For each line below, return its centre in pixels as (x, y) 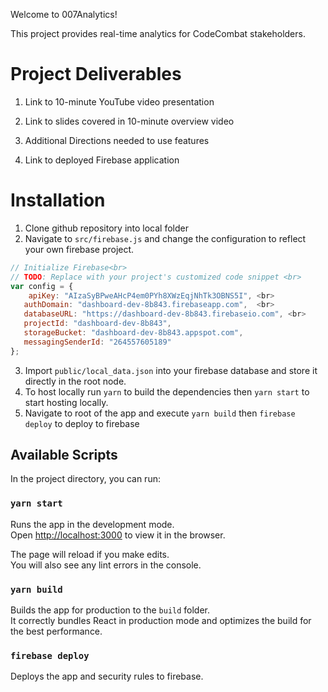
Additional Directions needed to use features (117, 140)
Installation (58, 200)
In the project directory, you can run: (85, 479)
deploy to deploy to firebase (82, 423)
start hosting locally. (66, 402)
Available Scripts (64, 455)
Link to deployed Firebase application (102, 160)
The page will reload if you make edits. (90, 554)
